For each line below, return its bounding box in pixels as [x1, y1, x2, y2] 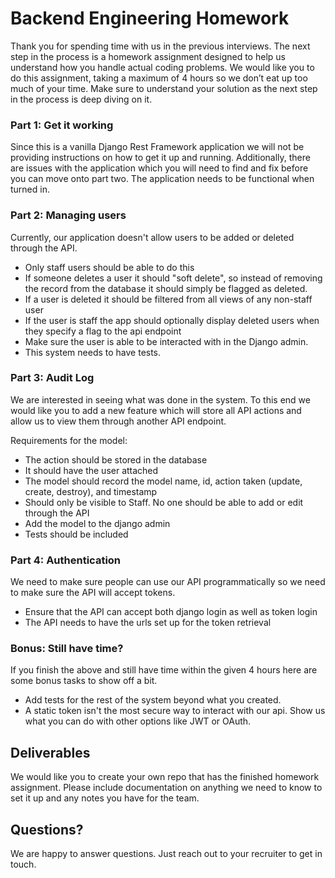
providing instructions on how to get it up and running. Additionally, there [10, 152, 311, 164]
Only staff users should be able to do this [24, 261, 195, 273]
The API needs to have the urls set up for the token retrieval [24, 617, 272, 629]
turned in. [10, 183, 50, 196]
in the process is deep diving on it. [10, 93, 153, 105]
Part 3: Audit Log [10, 371, 95, 385]
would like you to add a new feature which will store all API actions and [10, 404, 302, 416]
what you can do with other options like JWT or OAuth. [24, 715, 252, 727]
